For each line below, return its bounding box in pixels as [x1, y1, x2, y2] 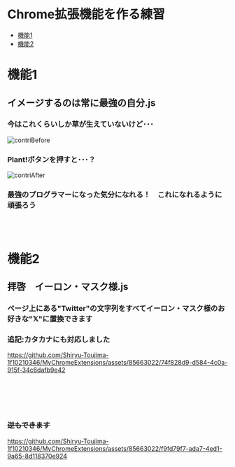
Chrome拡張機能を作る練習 [7, 6, 166, 22]
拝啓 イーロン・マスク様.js [7, 281, 129, 293]
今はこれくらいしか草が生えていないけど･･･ [7, 120, 154, 130]
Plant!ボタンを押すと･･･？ [7, 155, 96, 165]
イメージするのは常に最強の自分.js [7, 97, 156, 109]
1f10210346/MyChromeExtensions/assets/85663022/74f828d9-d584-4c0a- [7, 358, 228, 367]
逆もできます [7, 421, 50, 431]
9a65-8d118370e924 [7, 452, 68, 460]
